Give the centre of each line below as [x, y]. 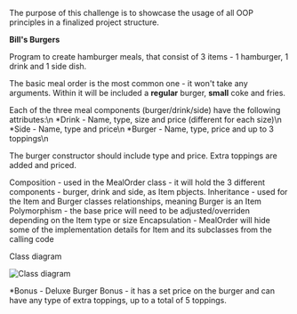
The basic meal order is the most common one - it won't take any [129, 83]
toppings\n [29, 138]
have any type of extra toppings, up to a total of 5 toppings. [118, 300]
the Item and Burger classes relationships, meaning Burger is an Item [136, 201]
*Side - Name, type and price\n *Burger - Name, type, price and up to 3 [141, 129]
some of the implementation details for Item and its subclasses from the [141, 229]
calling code [32, 239]
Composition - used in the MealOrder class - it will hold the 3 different [137, 182]
